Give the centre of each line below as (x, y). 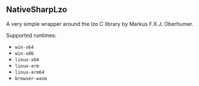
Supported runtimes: (31, 35)
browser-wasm (31, 78)
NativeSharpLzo (37, 10)
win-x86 (24, 53)
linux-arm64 (29, 72)
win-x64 (24, 47)
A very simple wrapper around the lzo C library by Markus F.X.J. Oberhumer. (100, 24)
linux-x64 (27, 59)
